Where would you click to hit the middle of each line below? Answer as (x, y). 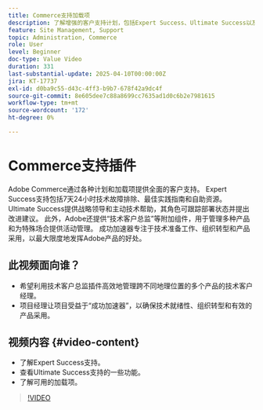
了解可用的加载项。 (50, 383)
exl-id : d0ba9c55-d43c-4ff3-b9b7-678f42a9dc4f (85, 88)
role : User (26, 45)
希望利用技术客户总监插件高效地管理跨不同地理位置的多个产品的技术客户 (136, 286)
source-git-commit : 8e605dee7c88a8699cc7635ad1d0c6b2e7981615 (112, 96)
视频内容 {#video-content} (74, 342)
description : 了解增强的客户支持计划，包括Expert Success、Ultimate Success (127, 23)
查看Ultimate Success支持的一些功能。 (82, 372)
